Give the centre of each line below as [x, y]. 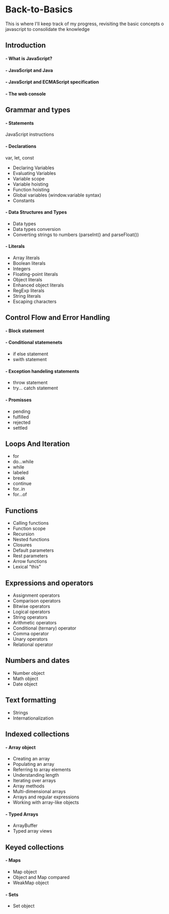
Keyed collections [35, 847]
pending [22, 411]
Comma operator [31, 633]
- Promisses [18, 400]
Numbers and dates [37, 661]
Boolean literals [29, 263]
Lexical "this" [27, 567]
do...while [23, 462]
